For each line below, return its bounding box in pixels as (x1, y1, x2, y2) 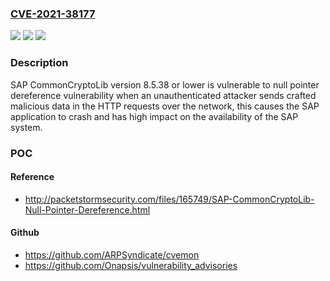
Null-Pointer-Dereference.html (24, 203, 151, 216)
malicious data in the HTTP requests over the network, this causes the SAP (10, 100, 320, 112)
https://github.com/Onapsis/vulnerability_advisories (24, 259, 238, 271)
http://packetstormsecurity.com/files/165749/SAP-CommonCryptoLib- (24, 193, 315, 205)
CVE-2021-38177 (10, 7, 96, 21)
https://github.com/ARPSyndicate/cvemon (24, 248, 200, 261)
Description (10, 56, 69, 70)
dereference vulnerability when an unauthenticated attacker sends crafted (10, 89, 317, 101)
